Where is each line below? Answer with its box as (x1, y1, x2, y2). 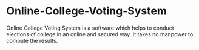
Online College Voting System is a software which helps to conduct (6, 24, 174, 31)
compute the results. (6, 37, 58, 44)
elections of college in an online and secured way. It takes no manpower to (6, 30, 194, 37)
